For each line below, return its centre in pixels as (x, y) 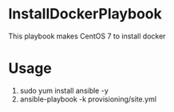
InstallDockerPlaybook (85, 14)
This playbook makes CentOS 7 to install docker (87, 36)
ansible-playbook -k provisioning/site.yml (88, 99)
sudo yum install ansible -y (64, 90)
